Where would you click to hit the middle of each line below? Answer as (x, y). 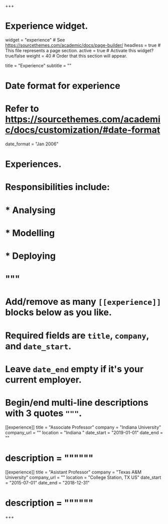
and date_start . (38, 346)
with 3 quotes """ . (44, 413)
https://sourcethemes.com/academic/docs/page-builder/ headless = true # (83, 45)
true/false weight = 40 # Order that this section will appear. (66, 56)
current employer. (43, 380)
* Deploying (31, 256)
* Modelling (30, 233)
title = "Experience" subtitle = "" (38, 65)
